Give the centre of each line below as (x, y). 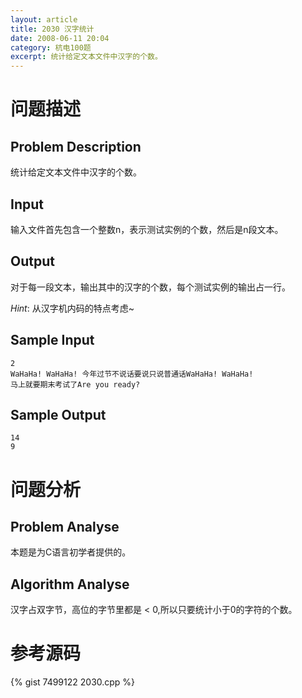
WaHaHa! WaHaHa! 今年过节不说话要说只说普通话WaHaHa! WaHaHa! (132, 374)
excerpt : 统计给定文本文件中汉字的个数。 (86, 57)
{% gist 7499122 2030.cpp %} (73, 682)
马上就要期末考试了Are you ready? (75, 384)
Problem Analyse (65, 526)
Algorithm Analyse (70, 584)
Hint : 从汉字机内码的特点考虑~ (72, 308)
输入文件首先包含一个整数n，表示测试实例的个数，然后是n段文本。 (147, 229)
